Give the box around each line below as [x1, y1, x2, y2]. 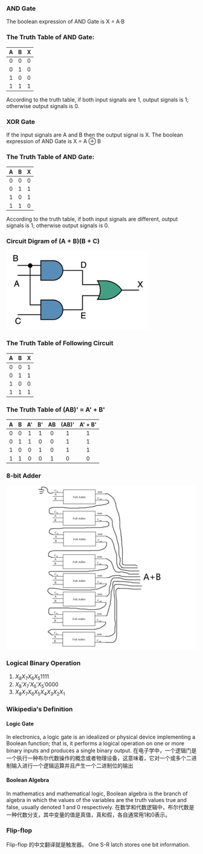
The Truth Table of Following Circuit [6, 339, 114, 348]
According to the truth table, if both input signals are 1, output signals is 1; [6, 95, 189, 103]
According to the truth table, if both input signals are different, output [6, 216, 178, 223]
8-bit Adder [6, 471, 41, 480]
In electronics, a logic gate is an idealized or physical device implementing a [6, 733, 196, 741]
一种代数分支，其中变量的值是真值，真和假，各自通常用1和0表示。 [6, 811, 171, 818]
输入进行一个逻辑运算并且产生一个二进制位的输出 [11, 762, 134, 769]
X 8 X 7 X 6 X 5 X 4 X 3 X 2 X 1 [14, 688, 65, 697]
